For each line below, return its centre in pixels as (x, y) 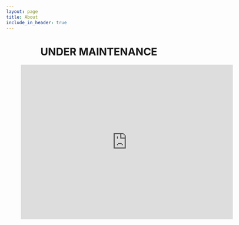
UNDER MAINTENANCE (99, 52)
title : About (22, 17)
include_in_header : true (36, 22)
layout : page (22, 11)
